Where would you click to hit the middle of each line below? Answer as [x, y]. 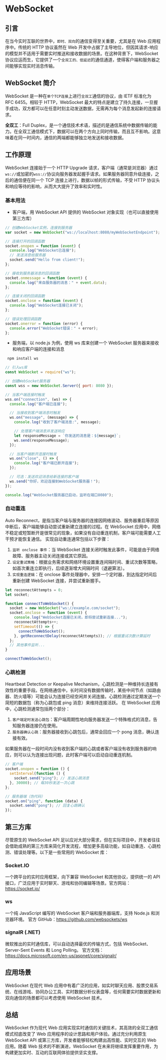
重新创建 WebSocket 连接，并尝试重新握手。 [58, 580]
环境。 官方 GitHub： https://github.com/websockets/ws [70, 919]
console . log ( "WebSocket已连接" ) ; [43, 251]
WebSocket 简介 [31, 83]
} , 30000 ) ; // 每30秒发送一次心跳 [42, 783]
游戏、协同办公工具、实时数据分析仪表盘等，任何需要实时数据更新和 [91, 991]
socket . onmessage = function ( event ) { [46, 278]
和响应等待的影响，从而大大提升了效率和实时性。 [55, 186]
